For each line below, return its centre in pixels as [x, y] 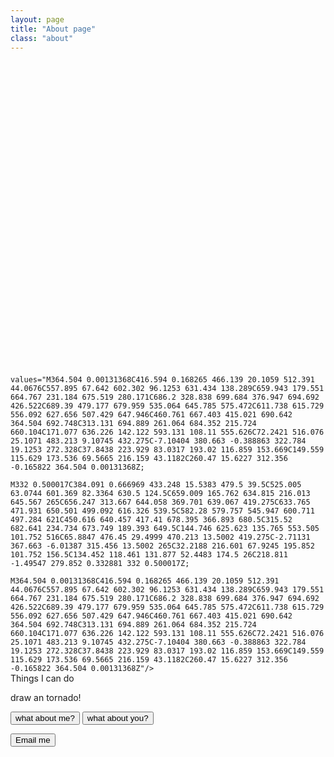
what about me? [45, 717]
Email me [33, 739]
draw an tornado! [46, 697]
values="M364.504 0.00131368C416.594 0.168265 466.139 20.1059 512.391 [162, 379]
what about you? [117, 717]
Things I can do [42, 678]
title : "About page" [53, 29]
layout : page [37, 19]
